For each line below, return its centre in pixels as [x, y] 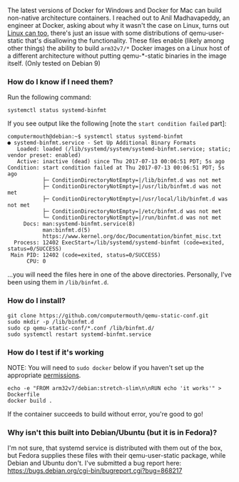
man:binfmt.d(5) [67, 230]
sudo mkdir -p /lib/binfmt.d [51, 322]
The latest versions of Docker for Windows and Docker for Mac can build [115, 10]
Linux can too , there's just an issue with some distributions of [97, 33]
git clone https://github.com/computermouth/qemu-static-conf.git [108, 316]
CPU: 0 [36, 262]
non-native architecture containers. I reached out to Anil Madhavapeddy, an [119, 18]
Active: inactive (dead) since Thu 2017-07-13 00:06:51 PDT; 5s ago [121, 162]
